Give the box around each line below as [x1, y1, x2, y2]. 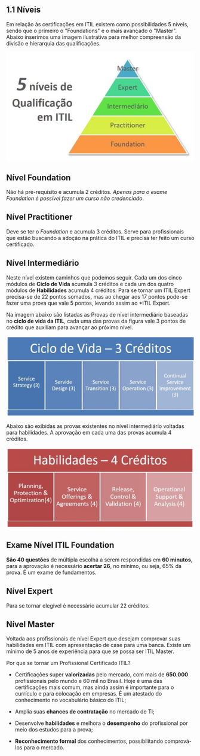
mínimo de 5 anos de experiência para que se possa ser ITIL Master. [6, 648, 174, 655]
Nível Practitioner [6, 212, 73, 222]
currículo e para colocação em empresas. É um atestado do [14, 690, 162, 697]
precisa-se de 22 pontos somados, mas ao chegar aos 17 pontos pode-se [6, 293, 188, 300]
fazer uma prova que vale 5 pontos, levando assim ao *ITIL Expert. [6, 299, 171, 306]
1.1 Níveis [6, 5, 41, 15]
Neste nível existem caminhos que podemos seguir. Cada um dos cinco [6, 274, 182, 281]
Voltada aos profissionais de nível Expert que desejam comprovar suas [6, 635, 181, 642]
